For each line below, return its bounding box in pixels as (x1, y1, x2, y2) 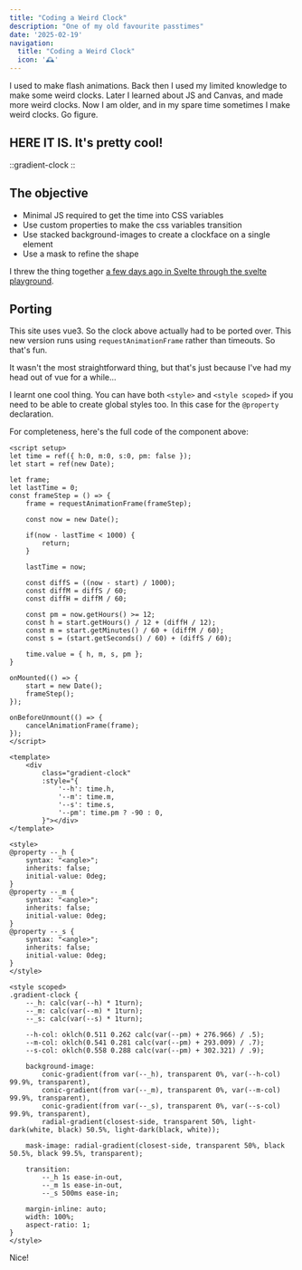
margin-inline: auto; (25, 1205, 107, 1214)
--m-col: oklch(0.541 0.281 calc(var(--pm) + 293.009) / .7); (25, 1038, 265, 1047)
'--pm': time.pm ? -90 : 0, (57, 808, 165, 818)
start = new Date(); (25, 681, 103, 691)
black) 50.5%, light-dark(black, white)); (57, 1125, 221, 1135)
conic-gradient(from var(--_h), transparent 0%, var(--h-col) (42, 1070, 281, 1079)
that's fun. (9, 345, 48, 356)
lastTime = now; (25, 563, 88, 572)
